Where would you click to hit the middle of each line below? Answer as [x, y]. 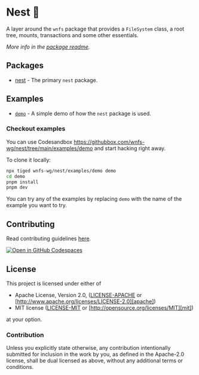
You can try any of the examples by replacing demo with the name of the [94, 199]
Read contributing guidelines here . [49, 238]
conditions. [20, 367]
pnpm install [22, 182]
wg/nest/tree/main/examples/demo [50, 148]
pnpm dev [17, 187]
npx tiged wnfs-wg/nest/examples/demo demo [61, 171]
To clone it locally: [28, 160]
